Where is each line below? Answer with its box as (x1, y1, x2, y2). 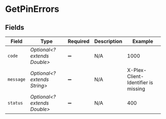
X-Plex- (127, 67, 147, 73)
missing (127, 85, 145, 92)
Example (132, 38, 153, 45)
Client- (127, 73, 144, 80)
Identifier (127, 79, 148, 86)
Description (94, 38, 123, 45)
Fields (5, 23, 25, 32)
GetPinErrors (5, 3, 59, 15)
